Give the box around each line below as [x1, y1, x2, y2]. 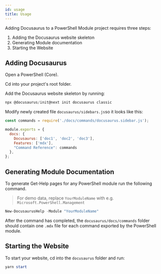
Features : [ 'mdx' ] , [14, 141, 54, 146]
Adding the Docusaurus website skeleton [12, 35, 95, 40]
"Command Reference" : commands [14, 145, 77, 150]
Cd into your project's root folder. [5, 81, 72, 87]
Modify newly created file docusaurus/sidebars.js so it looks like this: [5, 109, 143, 115]
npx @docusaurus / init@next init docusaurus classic [5, 100, 112, 105]
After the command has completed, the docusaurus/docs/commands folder [5, 218, 150, 223]
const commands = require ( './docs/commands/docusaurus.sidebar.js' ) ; [5, 118, 149, 123]
